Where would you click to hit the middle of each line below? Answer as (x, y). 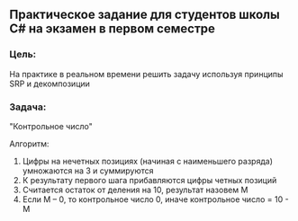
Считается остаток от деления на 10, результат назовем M (135, 190)
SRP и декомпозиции (50, 84)
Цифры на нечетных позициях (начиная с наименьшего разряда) (147, 161)
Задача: (28, 107)
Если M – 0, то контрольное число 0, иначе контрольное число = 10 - (156, 199)
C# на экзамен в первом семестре (113, 29)
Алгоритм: (29, 144)
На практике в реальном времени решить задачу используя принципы (146, 74)
